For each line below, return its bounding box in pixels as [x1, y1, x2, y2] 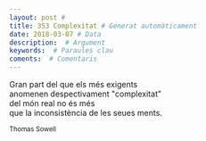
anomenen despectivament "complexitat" [9, 88, 162, 99]
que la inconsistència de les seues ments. [9, 108, 163, 118]
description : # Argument [9, 37, 105, 47]
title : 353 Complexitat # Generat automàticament [9, 21, 198, 30]
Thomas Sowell [9, 125, 56, 134]
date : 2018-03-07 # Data [9, 29, 102, 38]
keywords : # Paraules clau [9, 46, 114, 55]
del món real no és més [9, 98, 95, 108]
